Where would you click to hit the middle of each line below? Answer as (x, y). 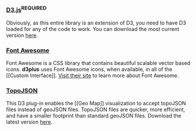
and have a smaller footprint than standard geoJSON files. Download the (94, 116)
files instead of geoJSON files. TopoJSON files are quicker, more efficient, (96, 109)
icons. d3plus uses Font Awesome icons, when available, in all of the (89, 70)
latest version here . (29, 122)
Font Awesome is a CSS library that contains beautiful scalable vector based (98, 63)
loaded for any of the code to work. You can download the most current (93, 29)
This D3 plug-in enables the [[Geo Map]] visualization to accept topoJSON (96, 104)
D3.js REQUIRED (26, 9)
